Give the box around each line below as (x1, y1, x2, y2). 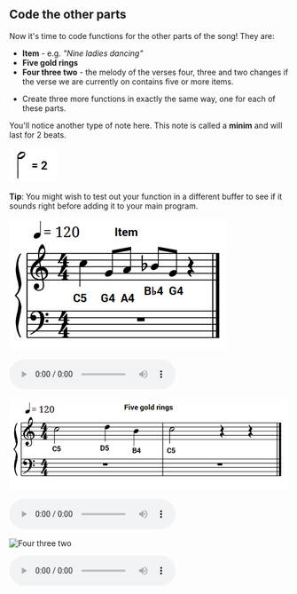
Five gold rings (21, 57, 78, 67)
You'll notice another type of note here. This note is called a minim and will (9, 120, 283, 131)
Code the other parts (9, 7, 127, 22)
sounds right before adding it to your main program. (9, 200, 199, 211)
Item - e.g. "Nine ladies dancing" (21, 48, 144, 59)
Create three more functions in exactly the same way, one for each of (21, 93, 277, 104)
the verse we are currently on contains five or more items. (21, 75, 234, 87)
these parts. (21, 102, 66, 114)
